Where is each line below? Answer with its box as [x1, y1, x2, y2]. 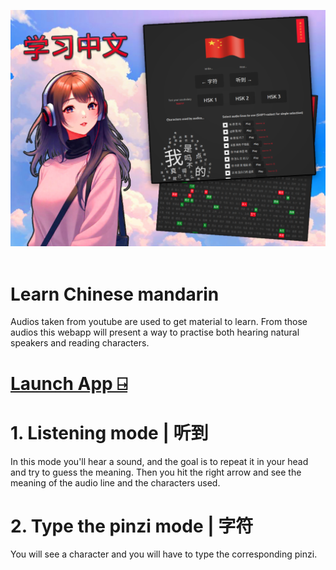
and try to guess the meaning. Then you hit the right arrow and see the [10, 466, 302, 478]
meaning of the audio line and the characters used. [10, 476, 221, 489]
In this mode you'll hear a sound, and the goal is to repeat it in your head [10, 455, 309, 467]
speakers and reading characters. [10, 337, 150, 349]
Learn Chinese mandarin [10, 283, 220, 305]
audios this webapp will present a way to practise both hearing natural [10, 326, 300, 339]
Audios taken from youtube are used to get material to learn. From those [10, 316, 308, 328]
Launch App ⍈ [10, 372, 128, 395]
